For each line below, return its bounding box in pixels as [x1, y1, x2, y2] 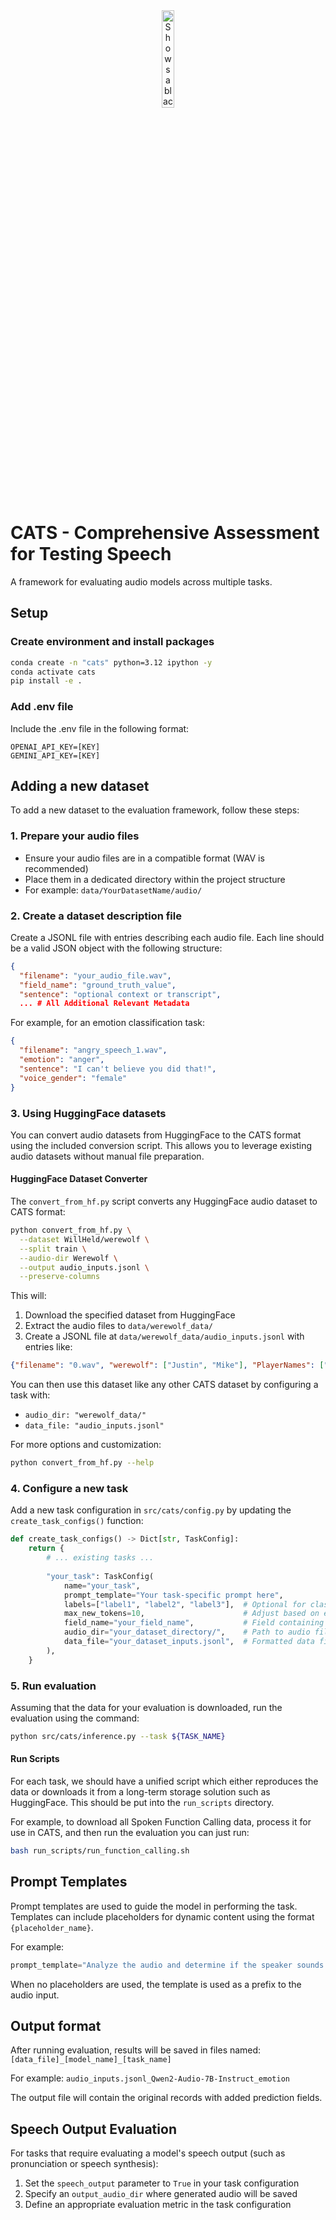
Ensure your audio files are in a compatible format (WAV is [24, 852, 265, 864]
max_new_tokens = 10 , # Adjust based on [63, 1609, 320, 1619]
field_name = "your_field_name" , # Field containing [63, 1618, 325, 1628]
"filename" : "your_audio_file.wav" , [19, 970, 172, 981]
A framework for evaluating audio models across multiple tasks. [10, 575, 273, 588]
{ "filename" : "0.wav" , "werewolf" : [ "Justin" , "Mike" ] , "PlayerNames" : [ [10, 1360, 325, 1371]
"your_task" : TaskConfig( [46, 1571, 155, 1581]
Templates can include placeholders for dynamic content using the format [10, 1910, 315, 1923]
